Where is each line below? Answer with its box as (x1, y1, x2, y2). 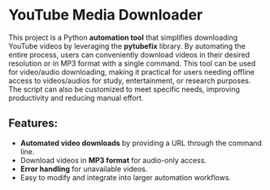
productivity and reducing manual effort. (8, 93, 144, 102)
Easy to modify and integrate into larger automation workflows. (20, 172, 232, 182)
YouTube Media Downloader (8, 6, 203, 24)
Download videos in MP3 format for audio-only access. (20, 155, 207, 165)
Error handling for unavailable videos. (20, 164, 148, 174)
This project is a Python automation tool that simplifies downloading (8, 32, 238, 42)
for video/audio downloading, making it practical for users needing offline (8, 67, 255, 76)
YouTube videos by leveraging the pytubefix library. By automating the (8, 41, 246, 50)
